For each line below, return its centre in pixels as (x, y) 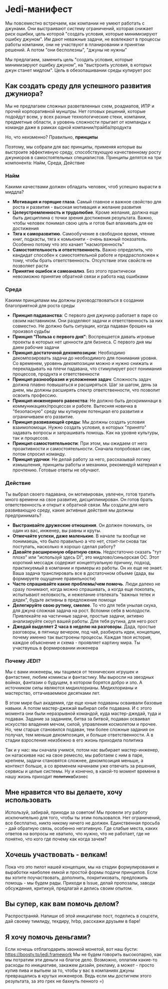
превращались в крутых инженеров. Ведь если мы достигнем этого (78, 976)
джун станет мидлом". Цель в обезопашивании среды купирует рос (78, 70)
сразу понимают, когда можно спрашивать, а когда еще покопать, (84, 589)
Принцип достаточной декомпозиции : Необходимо (69, 353)
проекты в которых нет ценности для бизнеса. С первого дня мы (82, 342)
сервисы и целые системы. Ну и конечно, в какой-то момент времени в (82, 771)
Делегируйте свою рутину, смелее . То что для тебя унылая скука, (85, 605)
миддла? (14, 192)
